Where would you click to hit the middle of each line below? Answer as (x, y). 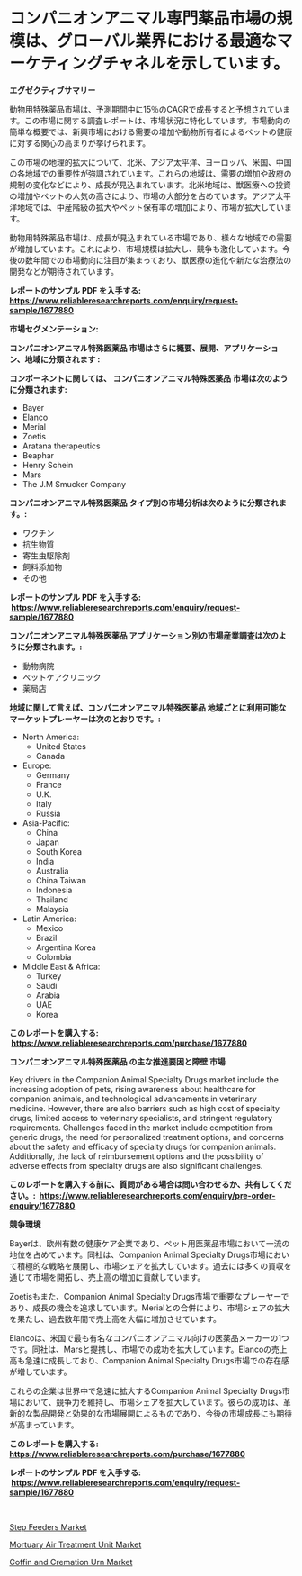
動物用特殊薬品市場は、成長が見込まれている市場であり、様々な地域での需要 (151, 237)
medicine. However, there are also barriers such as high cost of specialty (145, 1108)
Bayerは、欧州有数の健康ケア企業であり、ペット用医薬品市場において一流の (150, 1243)
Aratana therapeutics (61, 446)
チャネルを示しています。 (195, 63)
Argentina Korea (66, 947)
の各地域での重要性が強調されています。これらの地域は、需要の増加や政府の (151, 173)
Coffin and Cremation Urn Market (71, 1562)
